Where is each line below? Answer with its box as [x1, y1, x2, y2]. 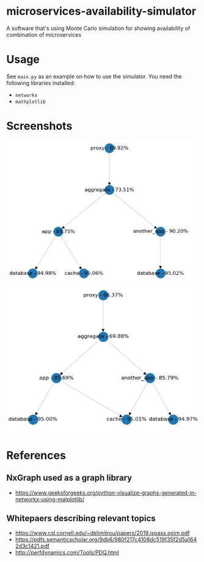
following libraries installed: [6, 79, 75, 86]
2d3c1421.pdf [15, 542, 50, 550]
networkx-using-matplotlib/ [15, 495, 84, 503]
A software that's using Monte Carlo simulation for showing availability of [6, 24, 191, 32]
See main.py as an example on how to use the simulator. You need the [6, 72, 182, 80]
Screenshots [6, 119, 73, 133]
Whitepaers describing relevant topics [6, 513, 156, 524]
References [6, 448, 66, 462]
